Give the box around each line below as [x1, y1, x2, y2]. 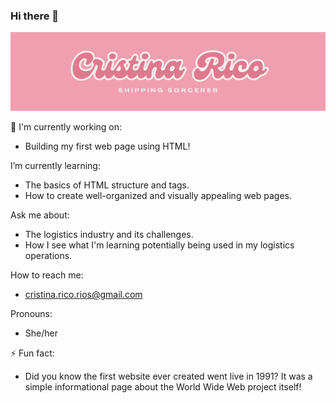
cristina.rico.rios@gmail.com [24, 289, 143, 301]
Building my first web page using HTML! [24, 140, 191, 153]
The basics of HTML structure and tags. [24, 179, 190, 191]
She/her [24, 327, 58, 339]
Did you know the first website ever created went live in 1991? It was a [24, 370, 313, 383]
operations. [24, 250, 73, 262]
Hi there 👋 [10, 9, 60, 23]
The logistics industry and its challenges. [24, 229, 194, 241]
